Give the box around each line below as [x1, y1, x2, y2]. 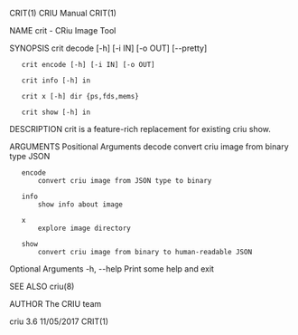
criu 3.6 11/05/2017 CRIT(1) [9, 316, 109, 327]
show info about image [37, 200, 124, 209]
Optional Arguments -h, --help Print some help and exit [9, 263, 215, 274]
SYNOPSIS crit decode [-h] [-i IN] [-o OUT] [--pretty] [9, 43, 208, 53]
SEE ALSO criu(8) [9, 281, 75, 292]
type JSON [9, 151, 51, 161]
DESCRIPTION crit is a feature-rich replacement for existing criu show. [9, 124, 271, 134]
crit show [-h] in [21, 108, 91, 117]
